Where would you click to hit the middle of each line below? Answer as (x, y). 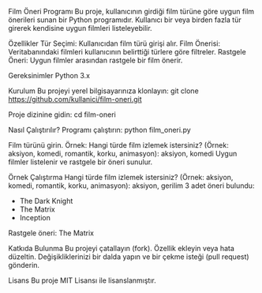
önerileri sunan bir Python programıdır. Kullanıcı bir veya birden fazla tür (125, 20)
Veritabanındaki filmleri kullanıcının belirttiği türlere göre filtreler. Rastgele (127, 52)
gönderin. (24, 265)
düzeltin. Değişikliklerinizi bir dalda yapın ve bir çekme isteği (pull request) (129, 257)
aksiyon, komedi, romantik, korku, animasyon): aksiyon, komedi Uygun (123, 154)
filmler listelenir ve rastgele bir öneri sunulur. (80, 162)
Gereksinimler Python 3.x (49, 75)
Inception (35, 218)
